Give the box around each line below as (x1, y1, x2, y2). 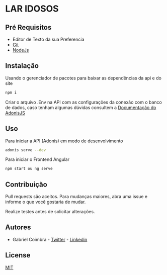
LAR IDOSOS (5, 3, 59, 15)
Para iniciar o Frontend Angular (5, 156, 69, 162)
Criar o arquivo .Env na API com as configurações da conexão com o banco (5, 99, 162, 105)
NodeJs (12, 47, 29, 53)
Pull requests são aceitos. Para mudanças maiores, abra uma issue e (5, 194, 147, 200)
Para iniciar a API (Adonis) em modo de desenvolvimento (5, 138, 123, 144)
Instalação (5, 61, 39, 70)
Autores (5, 223, 31, 232)
